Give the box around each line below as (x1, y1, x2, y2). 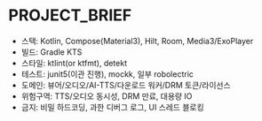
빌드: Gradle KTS (20, 46, 83, 57)
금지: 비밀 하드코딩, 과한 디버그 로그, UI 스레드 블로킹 (20, 102, 205, 112)
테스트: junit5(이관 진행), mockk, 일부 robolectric (20, 68, 195, 79)
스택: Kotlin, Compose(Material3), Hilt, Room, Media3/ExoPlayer (20, 35, 254, 46)
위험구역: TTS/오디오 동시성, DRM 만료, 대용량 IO (20, 90, 193, 102)
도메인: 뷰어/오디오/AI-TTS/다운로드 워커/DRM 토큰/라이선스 (20, 79, 232, 90)
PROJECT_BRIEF (8, 5, 132, 26)
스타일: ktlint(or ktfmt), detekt (20, 57, 128, 68)
